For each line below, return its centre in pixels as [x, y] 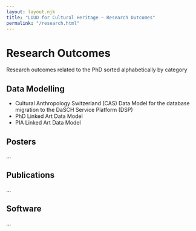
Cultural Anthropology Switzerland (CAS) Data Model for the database [102, 103]
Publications [31, 175]
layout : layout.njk [31, 12]
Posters [21, 142]
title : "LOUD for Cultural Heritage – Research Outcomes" [81, 18]
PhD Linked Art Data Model [49, 116]
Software [24, 209]
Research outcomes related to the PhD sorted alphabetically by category [97, 70]
